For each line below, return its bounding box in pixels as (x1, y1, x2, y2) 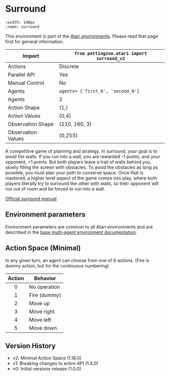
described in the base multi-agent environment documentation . (5, 229, 138, 235)
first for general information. (5, 39, 64, 45)
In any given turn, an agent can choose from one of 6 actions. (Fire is (5, 257, 149, 264)
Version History (5, 342, 56, 350)
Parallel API (8, 71, 35, 78)
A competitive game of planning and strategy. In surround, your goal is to (5, 148, 158, 154)
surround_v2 (96, 55, 125, 61)
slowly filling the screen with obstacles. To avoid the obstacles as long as (5, 164, 158, 170)
